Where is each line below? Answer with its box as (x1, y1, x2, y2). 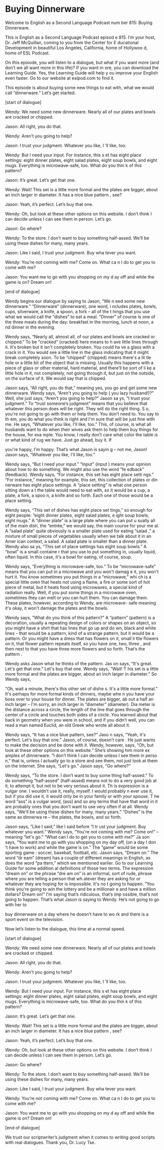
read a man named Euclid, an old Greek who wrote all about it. (5, 722, 131, 728)
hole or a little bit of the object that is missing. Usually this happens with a (5, 359, 154, 366)
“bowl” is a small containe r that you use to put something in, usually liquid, (5, 549, 157, 554)
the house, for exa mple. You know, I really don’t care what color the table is (5, 431, 158, 437)
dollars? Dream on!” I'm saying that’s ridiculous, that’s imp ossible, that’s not (5, 891, 158, 897)
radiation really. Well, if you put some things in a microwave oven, (5, 589, 137, 595)
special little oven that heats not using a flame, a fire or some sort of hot (5, 579, 150, 585)
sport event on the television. (5, 916, 64, 922)
